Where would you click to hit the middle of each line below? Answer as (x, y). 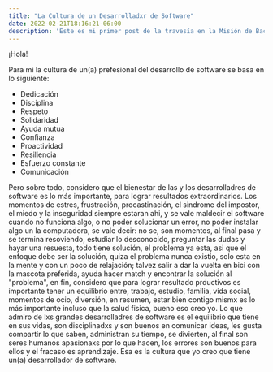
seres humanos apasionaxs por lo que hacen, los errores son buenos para (133, 343)
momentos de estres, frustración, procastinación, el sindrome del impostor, (134, 205)
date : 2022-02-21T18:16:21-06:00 (65, 24)
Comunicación (44, 172)
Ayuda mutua (42, 129)
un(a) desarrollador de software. (63, 360)
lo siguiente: (29, 79)
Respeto (34, 111)
